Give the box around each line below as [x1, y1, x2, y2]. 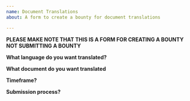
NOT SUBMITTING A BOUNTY [6, 42, 81, 49]
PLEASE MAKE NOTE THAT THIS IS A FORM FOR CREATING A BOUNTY [6, 36, 184, 43]
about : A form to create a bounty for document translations [6, 14, 161, 20]
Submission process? [6, 88, 61, 95]
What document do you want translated [6, 65, 106, 72]
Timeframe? [6, 77, 37, 84]
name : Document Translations [6, 8, 78, 15]
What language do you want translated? [6, 53, 107, 61]
